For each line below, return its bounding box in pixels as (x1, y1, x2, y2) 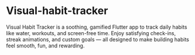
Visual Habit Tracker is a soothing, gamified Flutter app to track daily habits (6, 23, 187, 30)
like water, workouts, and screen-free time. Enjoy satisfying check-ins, (6, 29, 176, 36)
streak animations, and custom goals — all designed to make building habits (6, 36, 189, 43)
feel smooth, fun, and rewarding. (6, 42, 85, 49)
